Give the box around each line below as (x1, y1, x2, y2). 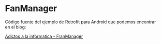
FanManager (5, 3, 57, 14)
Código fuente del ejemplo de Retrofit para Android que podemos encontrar (5, 19, 156, 25)
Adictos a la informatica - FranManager (5, 33, 83, 39)
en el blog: (5, 24, 26, 29)
